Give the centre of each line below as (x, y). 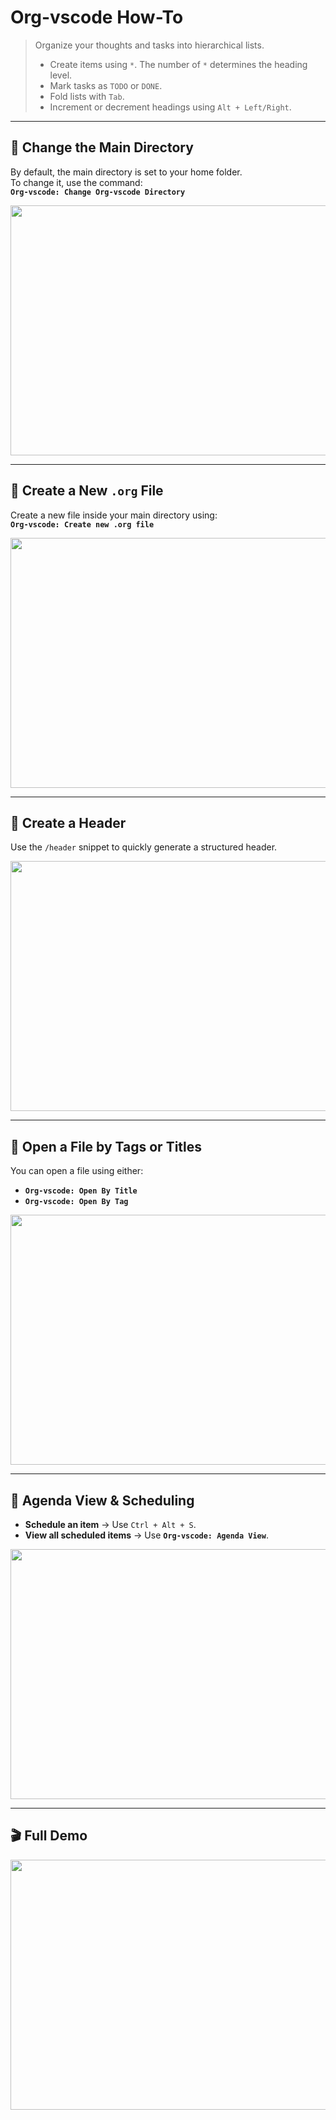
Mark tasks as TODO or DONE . (106, 85)
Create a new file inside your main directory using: (114, 515)
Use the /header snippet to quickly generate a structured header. (144, 847)
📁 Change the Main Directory (102, 147)
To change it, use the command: (76, 182)
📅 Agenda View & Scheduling (102, 1500)
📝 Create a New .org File (87, 491)
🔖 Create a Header (68, 822)
